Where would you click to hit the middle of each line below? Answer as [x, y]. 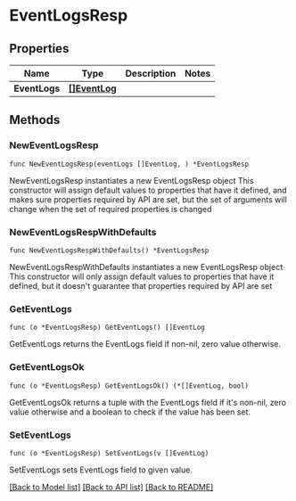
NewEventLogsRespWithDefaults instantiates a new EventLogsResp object [146, 267]
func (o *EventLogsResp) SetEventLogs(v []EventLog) [109, 453]
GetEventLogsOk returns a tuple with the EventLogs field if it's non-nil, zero [148, 402]
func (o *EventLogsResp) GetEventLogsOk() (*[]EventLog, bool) [129, 386]
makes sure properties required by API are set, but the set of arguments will [148, 199]
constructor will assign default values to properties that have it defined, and [148, 190]
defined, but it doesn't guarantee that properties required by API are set [141, 285]
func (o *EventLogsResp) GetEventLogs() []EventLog [107, 328]
